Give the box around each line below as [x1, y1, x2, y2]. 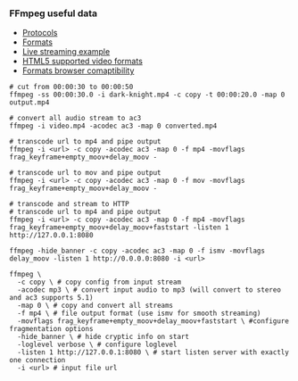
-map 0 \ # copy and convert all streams [17, 302, 174, 311]
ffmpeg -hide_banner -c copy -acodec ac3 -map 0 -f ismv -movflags [9, 246, 266, 256]
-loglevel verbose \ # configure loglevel [17, 340, 178, 350]
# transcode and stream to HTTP [9, 200, 129, 209]
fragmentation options [9, 325, 94, 334]
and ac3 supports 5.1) [9, 294, 94, 302]
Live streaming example [21, 46, 111, 57]
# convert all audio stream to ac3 [9, 114, 142, 123]
